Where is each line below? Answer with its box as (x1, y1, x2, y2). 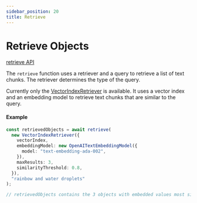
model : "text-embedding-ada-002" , (21, 148, 107, 154)
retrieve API (6, 59, 35, 66)
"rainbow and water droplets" (11, 175, 85, 182)
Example (6, 114, 28, 121)
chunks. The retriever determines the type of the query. (6, 76, 141, 83)
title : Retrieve (6, 14, 46, 20)
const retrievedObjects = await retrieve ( (6, 127, 111, 133)
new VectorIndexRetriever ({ (11, 132, 80, 138)
